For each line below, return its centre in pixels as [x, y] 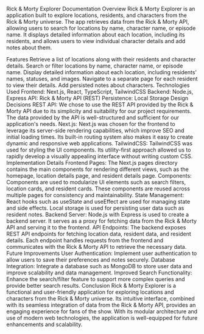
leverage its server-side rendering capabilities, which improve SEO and [95, 130]
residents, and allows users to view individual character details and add [96, 41]
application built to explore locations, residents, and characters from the [97, 15]
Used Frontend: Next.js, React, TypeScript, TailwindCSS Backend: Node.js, [100, 92]
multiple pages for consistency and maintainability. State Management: [95, 195]
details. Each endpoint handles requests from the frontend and [85, 240]
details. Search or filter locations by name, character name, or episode [95, 66]
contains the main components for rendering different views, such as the [97, 169]
